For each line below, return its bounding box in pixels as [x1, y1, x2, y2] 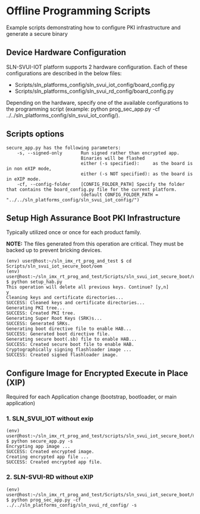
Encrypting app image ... [6, 444, 70, 450]
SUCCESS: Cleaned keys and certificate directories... [6, 300, 145, 306]
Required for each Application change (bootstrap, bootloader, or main [6, 393, 177, 400]
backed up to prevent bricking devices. [6, 247, 102, 254]
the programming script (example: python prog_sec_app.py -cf [6, 105, 160, 113]
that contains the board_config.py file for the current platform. [6, 186, 177, 192]
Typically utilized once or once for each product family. [6, 229, 142, 236]
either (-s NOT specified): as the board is [80, 171, 193, 177]
